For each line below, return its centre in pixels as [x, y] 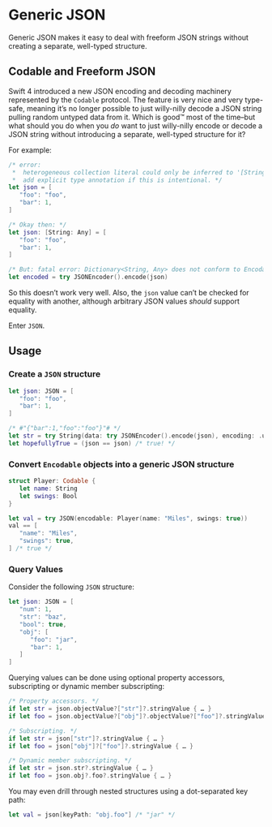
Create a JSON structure [55, 374]
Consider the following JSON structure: [72, 587]
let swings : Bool [49, 496]
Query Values [36, 569]
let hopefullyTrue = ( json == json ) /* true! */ [92, 443]
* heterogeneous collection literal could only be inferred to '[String [139, 172]
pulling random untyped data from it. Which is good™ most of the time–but [132, 117]
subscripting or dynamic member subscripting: [87, 687]
